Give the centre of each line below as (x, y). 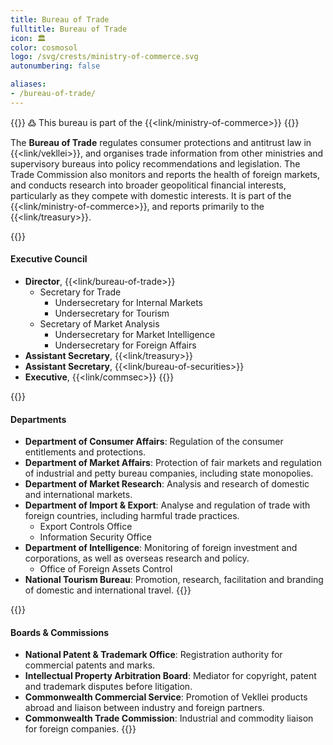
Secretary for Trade (80, 292)
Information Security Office (95, 537)
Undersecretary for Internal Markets (128, 302)
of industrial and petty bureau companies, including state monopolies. (169, 473)
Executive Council (49, 259)
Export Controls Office (86, 527)
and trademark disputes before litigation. (108, 687)
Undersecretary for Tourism (112, 313)
